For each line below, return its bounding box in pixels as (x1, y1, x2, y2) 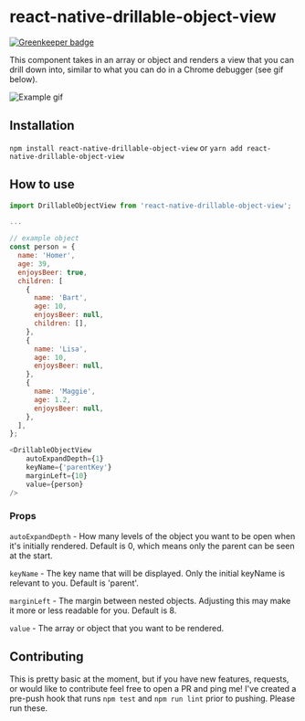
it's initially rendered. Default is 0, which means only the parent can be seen (9, 540, 295, 551)
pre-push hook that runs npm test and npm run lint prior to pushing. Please (9, 693, 295, 704)
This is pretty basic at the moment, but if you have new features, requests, (9, 673, 289, 684)
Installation (9, 118, 75, 133)
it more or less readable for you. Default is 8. (9, 605, 177, 616)
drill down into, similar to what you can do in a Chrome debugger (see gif (9, 64, 284, 75)
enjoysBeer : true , (17, 268, 89, 277)
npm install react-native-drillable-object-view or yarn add (9, 142, 244, 153)
